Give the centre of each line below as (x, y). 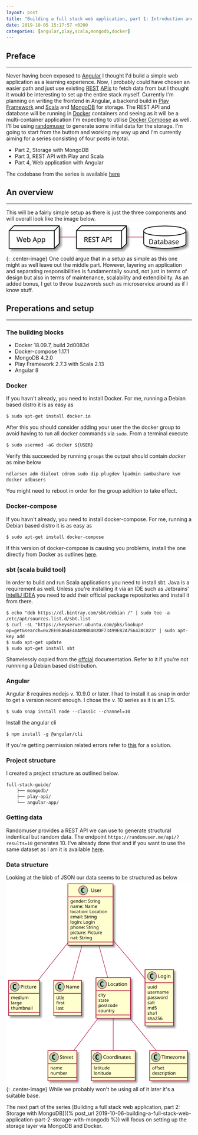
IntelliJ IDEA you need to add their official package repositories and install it (98, 595)
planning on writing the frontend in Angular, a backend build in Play (88, 101)
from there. (20, 601)
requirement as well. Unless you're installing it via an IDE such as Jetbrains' (98, 588)
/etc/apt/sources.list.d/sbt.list (49, 619)
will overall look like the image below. (51, 218)
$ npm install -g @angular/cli (44, 734)
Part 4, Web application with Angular (59, 163)
